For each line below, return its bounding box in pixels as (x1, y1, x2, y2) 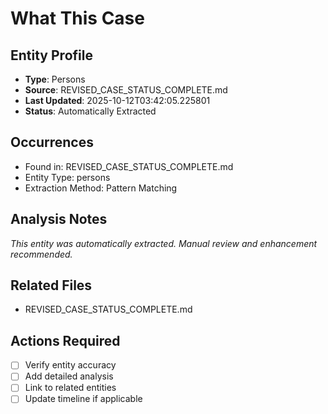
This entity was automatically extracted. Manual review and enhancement (10, 237, 318, 249)
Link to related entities (24, 382, 117, 394)
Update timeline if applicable (24, 393, 143, 405)
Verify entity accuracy (24, 359, 117, 371)
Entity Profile (10, 47, 93, 64)
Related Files (10, 277, 93, 294)
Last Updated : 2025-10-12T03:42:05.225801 (24, 95, 211, 106)
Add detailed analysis (24, 370, 114, 382)
